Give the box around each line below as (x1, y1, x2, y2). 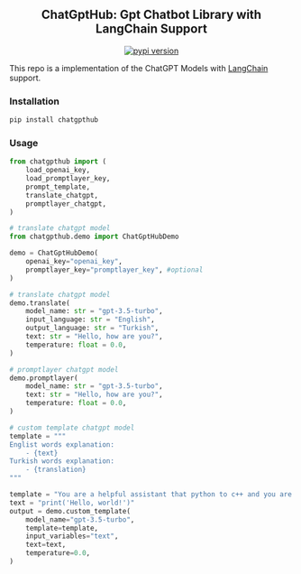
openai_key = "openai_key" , (25, 257, 123, 266)
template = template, (25, 523, 99, 532)
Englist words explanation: (9, 440, 115, 449)
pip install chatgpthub (9, 116, 99, 125)
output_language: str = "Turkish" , (25, 324, 160, 333)
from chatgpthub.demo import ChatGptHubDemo (9, 232, 179, 242)
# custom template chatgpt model (9, 423, 135, 432)
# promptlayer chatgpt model (9, 365, 119, 374)
